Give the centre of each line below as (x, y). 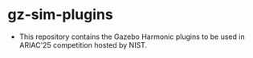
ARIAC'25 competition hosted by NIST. (83, 44)
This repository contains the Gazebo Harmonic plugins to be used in (132, 37)
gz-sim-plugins (60, 15)
